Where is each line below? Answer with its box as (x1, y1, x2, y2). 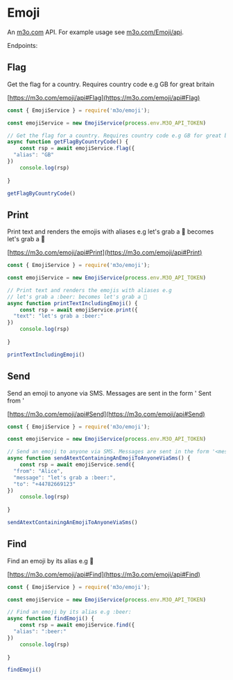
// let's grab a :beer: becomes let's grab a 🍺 (7, 293, 148, 300)
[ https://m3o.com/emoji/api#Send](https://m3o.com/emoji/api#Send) (7, 410, 206, 418)
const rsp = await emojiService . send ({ (19, 461, 135, 468)
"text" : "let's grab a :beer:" (13, 313, 104, 320)
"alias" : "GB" (13, 152, 54, 159)
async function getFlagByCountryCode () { (7, 138, 129, 145)
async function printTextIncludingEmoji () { (7, 300, 138, 307)
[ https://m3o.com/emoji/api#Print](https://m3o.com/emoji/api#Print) (7, 248, 202, 257)
